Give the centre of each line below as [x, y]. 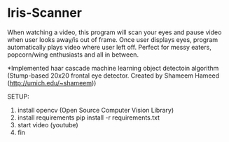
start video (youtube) [48, 125]
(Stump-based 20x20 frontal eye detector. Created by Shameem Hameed [113, 76]
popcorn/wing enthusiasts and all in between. [73, 55]
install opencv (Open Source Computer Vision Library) [96, 110]
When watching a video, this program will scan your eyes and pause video [114, 32]
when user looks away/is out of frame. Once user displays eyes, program [113, 39]
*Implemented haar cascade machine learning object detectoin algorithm [113, 68]
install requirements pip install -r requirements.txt [88, 118]
